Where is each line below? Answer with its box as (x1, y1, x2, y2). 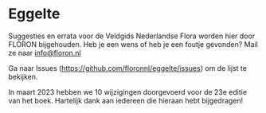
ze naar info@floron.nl (8, 48, 81, 57)
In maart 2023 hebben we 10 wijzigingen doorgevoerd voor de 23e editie (8, 87, 248, 96)
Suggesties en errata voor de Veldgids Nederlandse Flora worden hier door (8, 31, 256, 41)
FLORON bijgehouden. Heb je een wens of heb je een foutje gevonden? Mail (8, 39, 259, 49)
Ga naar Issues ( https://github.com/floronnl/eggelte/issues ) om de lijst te (8, 63, 247, 72)
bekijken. (8, 72, 38, 81)
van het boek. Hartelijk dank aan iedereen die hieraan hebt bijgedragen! (8, 95, 244, 105)
